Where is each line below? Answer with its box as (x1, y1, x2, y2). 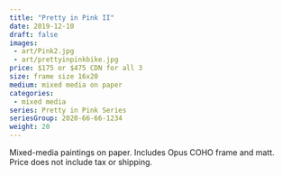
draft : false (9, 30, 59, 39)
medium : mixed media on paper (9, 80, 123, 89)
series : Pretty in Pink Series (9, 106, 127, 115)
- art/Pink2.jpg (13, 47, 75, 56)
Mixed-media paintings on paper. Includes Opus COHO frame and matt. (9, 147, 275, 158)
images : (9, 38, 39, 48)
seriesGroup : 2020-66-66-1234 (9, 114, 123, 123)
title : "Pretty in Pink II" (9, 13, 115, 23)
